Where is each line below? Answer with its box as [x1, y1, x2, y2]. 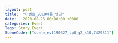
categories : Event [5, 21, 43, 26]
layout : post [5, 7, 32, 12]
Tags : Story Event [5, 26, 43, 31]
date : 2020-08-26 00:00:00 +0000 [5, 16, 79, 21]
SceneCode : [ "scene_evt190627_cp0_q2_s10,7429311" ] [5, 30, 114, 35]
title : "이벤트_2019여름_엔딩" [5, 12, 65, 17]
